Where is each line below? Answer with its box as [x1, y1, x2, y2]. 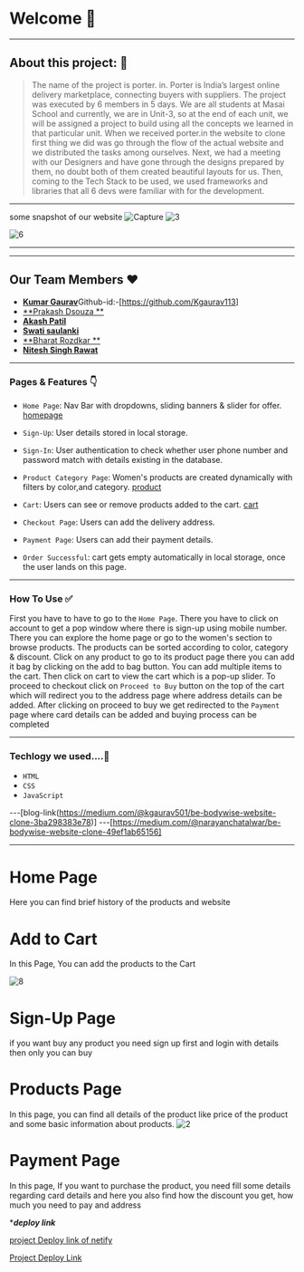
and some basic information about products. [9, 1119, 175, 1130]
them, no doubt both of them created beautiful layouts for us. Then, [31, 166, 283, 177]
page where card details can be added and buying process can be [9, 709, 258, 720]
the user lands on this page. [22, 561, 127, 572]
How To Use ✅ [9, 593, 73, 605]
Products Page [9, 1079, 122, 1100]
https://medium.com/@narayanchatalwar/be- [112, 817, 281, 828]
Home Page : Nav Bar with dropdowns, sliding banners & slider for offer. [22, 400, 282, 410]
